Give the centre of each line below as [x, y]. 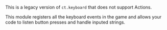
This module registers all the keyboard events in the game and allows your [83, 17]
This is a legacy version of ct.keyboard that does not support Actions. [79, 7]
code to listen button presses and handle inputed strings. [65, 22]
